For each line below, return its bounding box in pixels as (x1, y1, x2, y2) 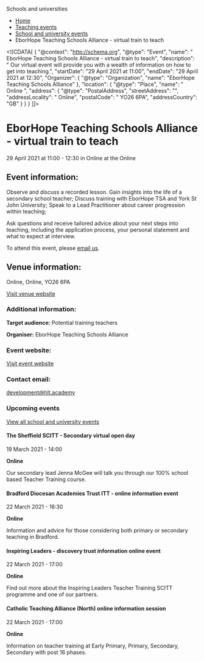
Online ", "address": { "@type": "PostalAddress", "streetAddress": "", (6, 87, 178, 94)
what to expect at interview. (6, 232, 76, 240)
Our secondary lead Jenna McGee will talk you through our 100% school (6, 469, 189, 476)
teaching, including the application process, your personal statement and (6, 226, 190, 233)
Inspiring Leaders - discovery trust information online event (6, 547, 161, 554)
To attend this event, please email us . (6, 244, 100, 252)
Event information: (6, 172, 79, 182)
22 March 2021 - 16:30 (6, 503, 63, 511)
